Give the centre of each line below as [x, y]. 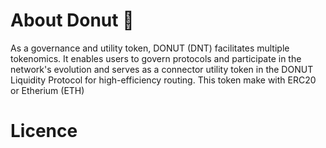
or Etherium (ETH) [47, 90]
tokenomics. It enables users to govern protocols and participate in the [156, 58]
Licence [44, 131]
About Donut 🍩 [72, 20]
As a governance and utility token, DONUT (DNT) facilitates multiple [150, 48]
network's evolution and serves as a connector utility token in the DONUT [162, 69]
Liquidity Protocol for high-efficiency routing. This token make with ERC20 [163, 80]
